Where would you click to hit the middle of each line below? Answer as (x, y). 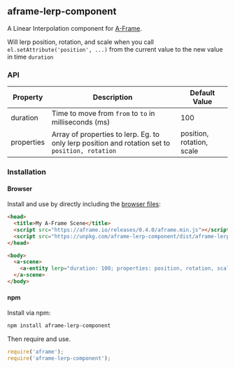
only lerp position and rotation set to (111, 143)
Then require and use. (39, 339)
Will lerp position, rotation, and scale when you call (80, 42)
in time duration (30, 57)
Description (113, 97)
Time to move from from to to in (103, 113)
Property (28, 97)
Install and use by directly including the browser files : (84, 204)
